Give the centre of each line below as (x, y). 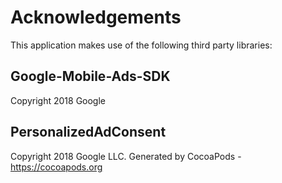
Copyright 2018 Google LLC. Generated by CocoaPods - (126, 156)
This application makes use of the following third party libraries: (141, 45)
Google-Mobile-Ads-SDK (90, 76)
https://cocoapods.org (56, 167)
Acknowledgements (96, 17)
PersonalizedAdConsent (88, 132)
